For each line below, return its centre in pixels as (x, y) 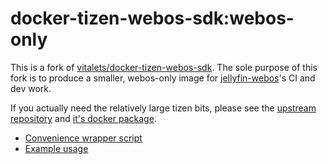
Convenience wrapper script (83, 138)
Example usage (56, 148)
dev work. (31, 88)
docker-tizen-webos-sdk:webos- (152, 18)
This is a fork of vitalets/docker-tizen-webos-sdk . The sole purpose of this (164, 67)
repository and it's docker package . (83, 118)
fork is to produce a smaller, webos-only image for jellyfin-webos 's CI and (163, 78)
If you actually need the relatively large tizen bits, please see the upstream (163, 108)
